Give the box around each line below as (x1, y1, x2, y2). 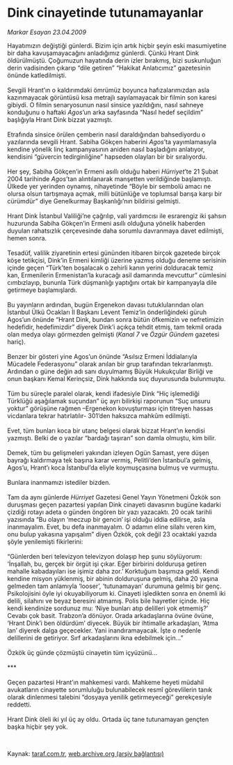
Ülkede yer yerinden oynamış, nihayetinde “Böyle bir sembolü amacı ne (7, 182, 211, 190)
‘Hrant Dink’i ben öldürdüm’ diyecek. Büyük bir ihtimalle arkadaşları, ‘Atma (7, 619, 219, 627)
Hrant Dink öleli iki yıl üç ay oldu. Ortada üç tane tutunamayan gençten (7, 715, 209, 723)
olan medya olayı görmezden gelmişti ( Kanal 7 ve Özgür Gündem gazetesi (7, 330, 220, 339)
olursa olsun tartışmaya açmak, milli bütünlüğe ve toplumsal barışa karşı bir (7, 190, 223, 198)
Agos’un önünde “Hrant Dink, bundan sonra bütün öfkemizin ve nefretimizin (7, 315, 224, 323)
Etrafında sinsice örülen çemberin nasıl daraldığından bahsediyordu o (7, 130, 206, 139)
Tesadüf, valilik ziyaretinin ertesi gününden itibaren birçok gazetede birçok (7, 249, 220, 257)
